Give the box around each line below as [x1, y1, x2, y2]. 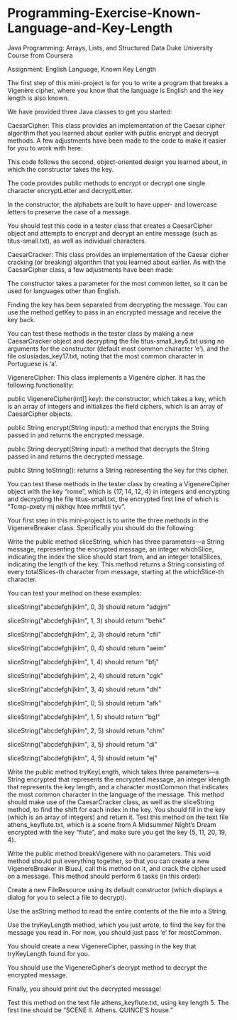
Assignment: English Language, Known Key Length [7, 65, 156, 73]
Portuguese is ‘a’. [7, 359, 58, 368]
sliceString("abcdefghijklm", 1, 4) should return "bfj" [7, 657, 160, 666]
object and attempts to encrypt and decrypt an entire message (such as [7, 229, 218, 237]
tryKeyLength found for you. [7, 949, 90, 958]
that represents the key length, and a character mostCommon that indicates [7, 782, 228, 791]
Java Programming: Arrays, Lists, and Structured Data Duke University [7, 43, 214, 52]
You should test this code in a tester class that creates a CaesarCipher [7, 221, 213, 230]
